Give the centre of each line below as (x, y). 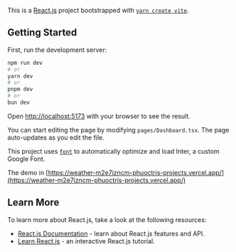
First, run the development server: (57, 50)
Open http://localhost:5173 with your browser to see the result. (99, 116)
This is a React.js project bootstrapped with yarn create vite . (98, 10)
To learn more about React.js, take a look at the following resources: (107, 219)
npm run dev (25, 63)
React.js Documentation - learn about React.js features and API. (111, 233)
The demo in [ (28, 172)
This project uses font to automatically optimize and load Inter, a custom (114, 151)
